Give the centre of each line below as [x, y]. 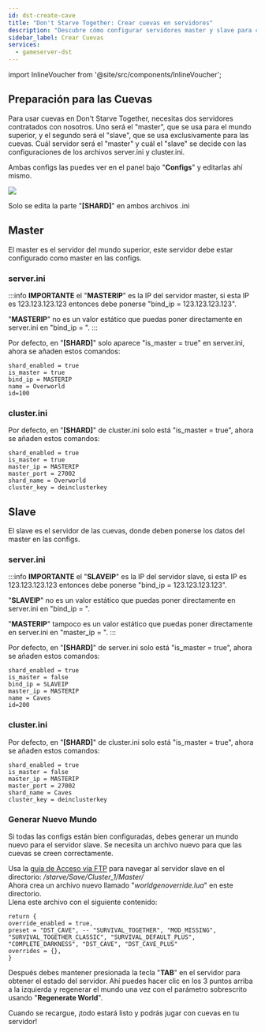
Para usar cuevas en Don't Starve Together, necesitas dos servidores [121, 118]
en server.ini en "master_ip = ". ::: [62, 633]
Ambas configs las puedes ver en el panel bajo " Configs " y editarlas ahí [125, 167]
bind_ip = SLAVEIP [38, 684]
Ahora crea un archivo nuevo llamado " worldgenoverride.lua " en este [121, 885]
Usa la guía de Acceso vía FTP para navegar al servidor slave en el [117, 868]
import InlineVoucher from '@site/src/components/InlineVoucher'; [115, 75]
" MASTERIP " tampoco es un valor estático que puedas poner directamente [131, 624]
